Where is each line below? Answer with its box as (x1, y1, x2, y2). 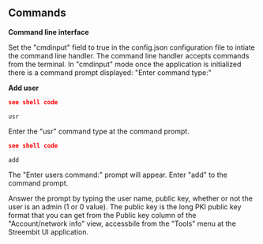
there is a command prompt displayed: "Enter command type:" (8, 67, 212, 77)
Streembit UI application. (8, 227, 89, 236)
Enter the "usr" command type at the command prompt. (8, 126, 190, 136)
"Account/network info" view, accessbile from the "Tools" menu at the (8, 219, 237, 228)
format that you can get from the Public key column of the (8, 210, 197, 220)
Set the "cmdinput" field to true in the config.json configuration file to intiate (8, 43, 255, 52)
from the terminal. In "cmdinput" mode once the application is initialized (8, 59, 242, 69)
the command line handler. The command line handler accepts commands (8, 51, 250, 60)
